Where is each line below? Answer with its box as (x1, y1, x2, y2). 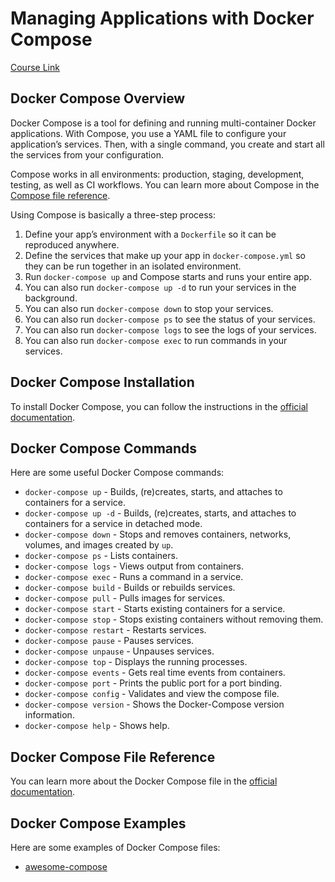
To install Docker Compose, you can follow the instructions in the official (10, 400, 308, 412)
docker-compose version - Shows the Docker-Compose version (24, 698, 285, 711)
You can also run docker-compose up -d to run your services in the (24, 281, 297, 293)
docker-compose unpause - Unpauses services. (24, 645, 215, 657)
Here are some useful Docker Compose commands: (10, 467, 225, 479)
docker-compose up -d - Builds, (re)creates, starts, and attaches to (24, 507, 297, 519)
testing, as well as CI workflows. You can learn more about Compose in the (10, 178, 320, 191)
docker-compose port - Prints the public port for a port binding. (24, 677, 283, 689)
